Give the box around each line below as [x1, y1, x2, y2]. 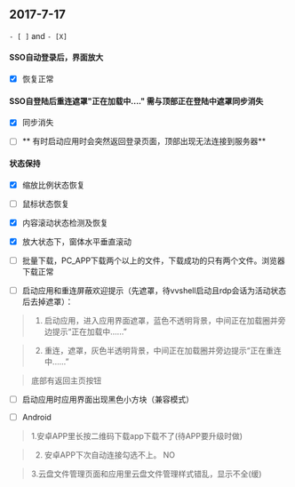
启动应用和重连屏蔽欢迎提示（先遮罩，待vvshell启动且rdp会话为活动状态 [21, 284, 287, 296]
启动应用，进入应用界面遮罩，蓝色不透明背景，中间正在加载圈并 [44, 315, 278, 325]
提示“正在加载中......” [52, 326, 127, 337]
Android [21, 412, 52, 423]
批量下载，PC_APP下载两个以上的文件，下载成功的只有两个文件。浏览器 [21, 255, 286, 266]
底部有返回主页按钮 [30, 375, 102, 386]
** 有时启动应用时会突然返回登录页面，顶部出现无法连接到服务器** [21, 136, 267, 147]
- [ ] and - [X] [9, 30, 68, 41]
